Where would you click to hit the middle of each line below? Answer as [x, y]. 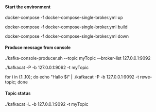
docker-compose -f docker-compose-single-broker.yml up [64, 17]
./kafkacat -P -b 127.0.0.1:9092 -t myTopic [47, 67]
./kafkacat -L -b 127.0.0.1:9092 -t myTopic [47, 104]
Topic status [18, 93]
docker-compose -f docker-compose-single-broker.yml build [66, 27]
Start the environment [28, 7]
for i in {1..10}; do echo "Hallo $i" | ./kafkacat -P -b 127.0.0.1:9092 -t [72, 77]
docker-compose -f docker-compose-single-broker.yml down [67, 36]
